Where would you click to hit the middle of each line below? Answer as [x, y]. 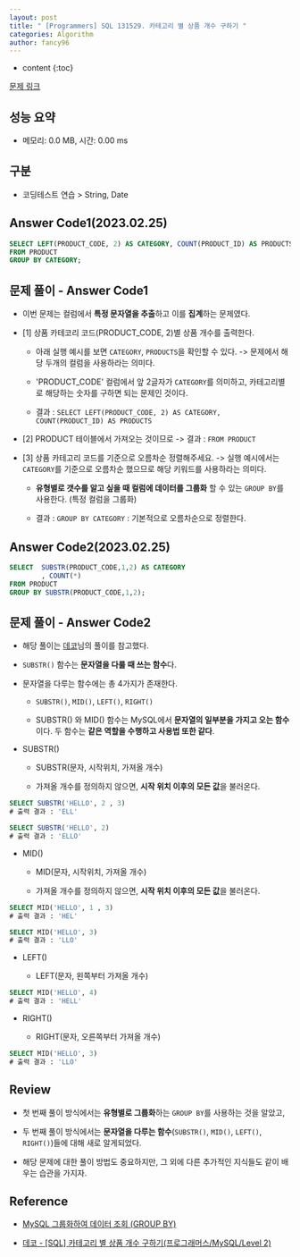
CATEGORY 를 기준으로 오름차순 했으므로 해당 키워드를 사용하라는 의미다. [144, 469]
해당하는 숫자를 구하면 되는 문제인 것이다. [117, 393]
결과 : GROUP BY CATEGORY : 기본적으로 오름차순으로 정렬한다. [141, 519]
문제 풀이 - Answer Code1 [79, 290]
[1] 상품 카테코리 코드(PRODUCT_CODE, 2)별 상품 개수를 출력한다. [138, 333]
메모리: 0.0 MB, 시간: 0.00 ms [75, 140]
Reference [39, 1201]
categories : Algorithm [51, 34]
